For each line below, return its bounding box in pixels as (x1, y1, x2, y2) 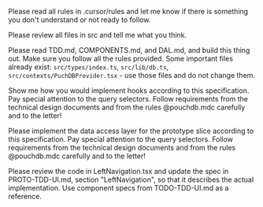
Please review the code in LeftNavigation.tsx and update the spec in (8, 167, 229, 176)
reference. (8, 192, 42, 201)
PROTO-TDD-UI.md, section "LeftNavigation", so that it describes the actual (8, 175, 254, 184)
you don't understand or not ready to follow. (8, 15, 151, 24)
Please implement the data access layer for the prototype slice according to (8, 126, 254, 135)
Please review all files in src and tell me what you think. (8, 31, 187, 39)
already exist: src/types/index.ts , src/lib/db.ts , (8, 62, 169, 72)
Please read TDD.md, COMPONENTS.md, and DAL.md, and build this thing (8, 46, 250, 54)
